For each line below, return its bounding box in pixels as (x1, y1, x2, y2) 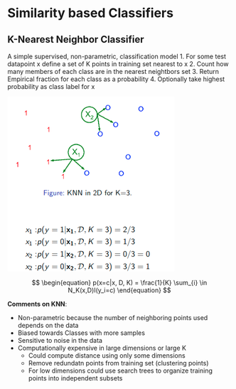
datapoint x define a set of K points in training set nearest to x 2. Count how (7, 60, 229, 68)
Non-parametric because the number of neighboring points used (17, 314, 208, 321)
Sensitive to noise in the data (17, 336, 103, 344)
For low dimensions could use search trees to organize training (28, 366, 213, 375)
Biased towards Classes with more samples (17, 329, 146, 337)
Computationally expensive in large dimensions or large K (17, 343, 187, 352)
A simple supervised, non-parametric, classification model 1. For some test (7, 52, 226, 60)
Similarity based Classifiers (7, 5, 174, 21)
